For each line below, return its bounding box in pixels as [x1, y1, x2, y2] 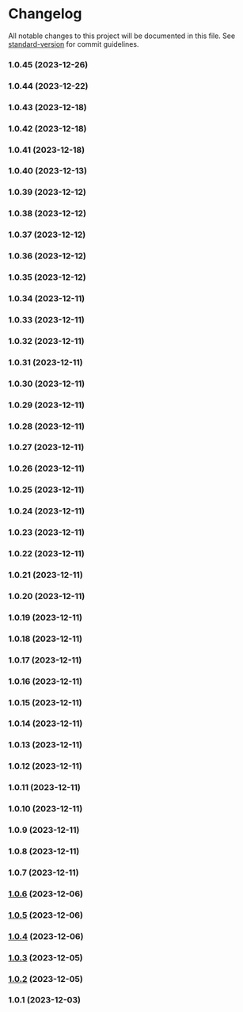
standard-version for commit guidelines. [8, 39, 139, 48]
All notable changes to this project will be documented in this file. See [8, 31, 236, 40]
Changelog [8, 5, 82, 23]
